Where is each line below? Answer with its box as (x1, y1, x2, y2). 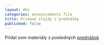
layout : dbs (5, 7, 30, 12)
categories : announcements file (5, 12, 72, 17)
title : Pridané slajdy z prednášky (5, 16, 79, 21)
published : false (5, 21, 41, 26)
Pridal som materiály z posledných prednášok (5, 35, 99, 41)
